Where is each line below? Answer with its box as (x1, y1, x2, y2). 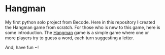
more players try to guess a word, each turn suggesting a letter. (5, 35, 134, 41)
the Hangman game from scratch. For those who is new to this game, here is (5, 24, 161, 30)
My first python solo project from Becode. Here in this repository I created (5, 19, 155, 25)
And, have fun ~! (5, 44, 39, 50)
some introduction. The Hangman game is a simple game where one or (5, 29, 149, 35)
